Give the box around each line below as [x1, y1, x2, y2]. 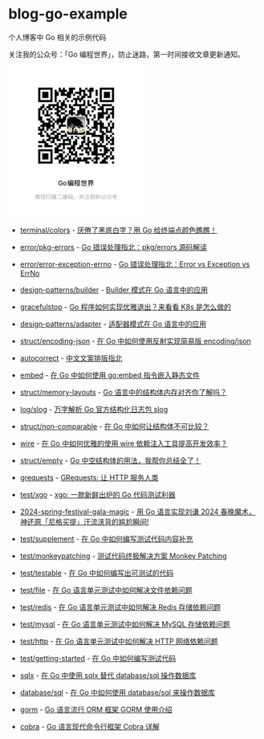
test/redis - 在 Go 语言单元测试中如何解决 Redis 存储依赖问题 [19, 602, 221, 612]
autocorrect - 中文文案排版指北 [19, 353, 123, 363]
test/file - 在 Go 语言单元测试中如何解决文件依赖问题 [19, 586, 193, 595]
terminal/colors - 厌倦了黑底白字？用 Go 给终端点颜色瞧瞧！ [19, 226, 217, 235]
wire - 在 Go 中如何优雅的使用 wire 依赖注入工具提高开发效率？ [19, 439, 228, 448]
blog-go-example [8, 5, 128, 23]
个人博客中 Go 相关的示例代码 [8, 32, 107, 42]
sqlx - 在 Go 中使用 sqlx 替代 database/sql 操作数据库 [19, 671, 197, 680]
